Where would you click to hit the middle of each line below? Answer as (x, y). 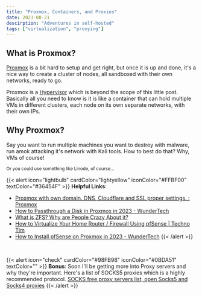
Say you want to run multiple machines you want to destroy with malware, (98, 145)
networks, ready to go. (34, 81)
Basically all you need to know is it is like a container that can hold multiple (99, 99)
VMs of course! (25, 157)
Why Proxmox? (35, 130)
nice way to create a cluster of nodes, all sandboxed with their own (90, 74)
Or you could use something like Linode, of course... (60, 169)
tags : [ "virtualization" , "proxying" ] (55, 29)
